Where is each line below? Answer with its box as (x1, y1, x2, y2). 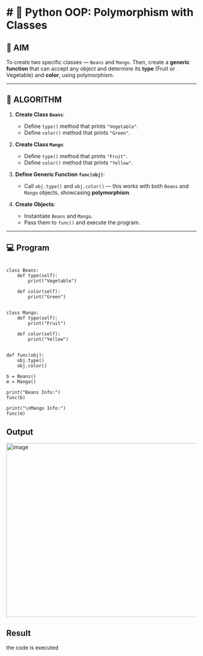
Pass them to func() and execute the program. (24, 218, 140, 226)
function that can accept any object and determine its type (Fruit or (6, 65, 175, 72)
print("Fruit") (28, 320, 66, 326)
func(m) (6, 410, 26, 417)
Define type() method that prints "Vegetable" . (24, 122, 139, 130)
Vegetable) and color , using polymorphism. (6, 72, 115, 78)
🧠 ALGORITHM (6, 95, 62, 105)
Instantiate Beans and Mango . (24, 212, 93, 219)
